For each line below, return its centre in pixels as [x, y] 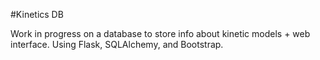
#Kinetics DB [37, 14]
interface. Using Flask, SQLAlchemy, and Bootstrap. [117, 44]
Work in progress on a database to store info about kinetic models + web [160, 33]
